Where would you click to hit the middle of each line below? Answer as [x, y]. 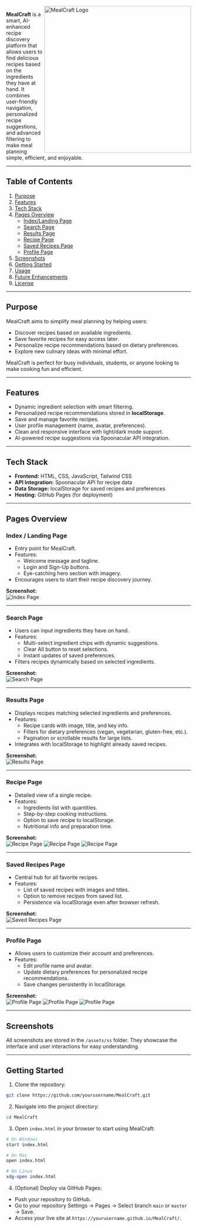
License [24, 283]
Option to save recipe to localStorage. [69, 820]
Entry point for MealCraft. [45, 548]
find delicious [23, 58]
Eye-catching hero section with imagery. [72, 573]
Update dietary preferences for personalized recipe [85, 972]
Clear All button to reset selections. [66, 649]
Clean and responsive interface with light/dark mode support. [89, 432]
